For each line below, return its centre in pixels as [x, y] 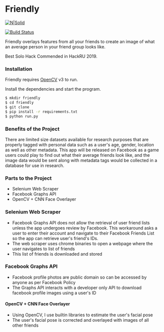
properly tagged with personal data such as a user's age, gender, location [80, 144]
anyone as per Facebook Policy [44, 282]
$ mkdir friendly [23, 98]
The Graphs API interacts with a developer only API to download [77, 287]
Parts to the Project [29, 178]
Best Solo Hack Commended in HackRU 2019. [51, 56]
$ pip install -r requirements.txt [41, 112]
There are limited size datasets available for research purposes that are [77, 139]
